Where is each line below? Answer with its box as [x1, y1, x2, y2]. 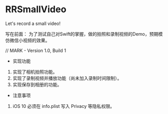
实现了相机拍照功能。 [12, 69, 57, 75]
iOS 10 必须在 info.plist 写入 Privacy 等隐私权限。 [12, 103, 115, 109]
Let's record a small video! [5, 20, 61, 26]
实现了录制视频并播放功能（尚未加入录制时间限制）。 [12, 75, 122, 81]
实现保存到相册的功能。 [12, 81, 62, 88]
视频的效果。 [22, 37, 50, 43]
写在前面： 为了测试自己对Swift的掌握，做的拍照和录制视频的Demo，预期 [5, 31, 158, 37]
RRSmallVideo [5, 4, 67, 15]
